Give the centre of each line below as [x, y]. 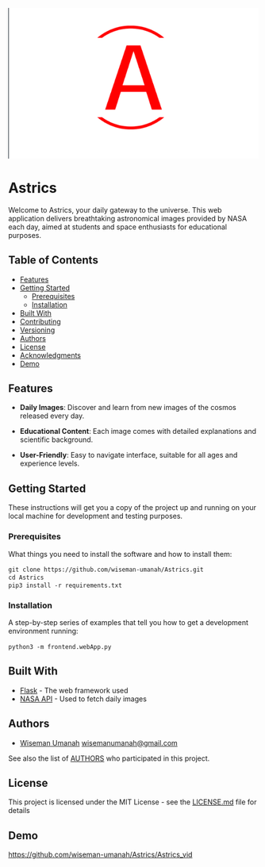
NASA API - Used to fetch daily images [83, 699]
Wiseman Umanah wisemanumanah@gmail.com [99, 742]
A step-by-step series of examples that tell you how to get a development [128, 622]
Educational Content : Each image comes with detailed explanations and [138, 432]
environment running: [43, 631]
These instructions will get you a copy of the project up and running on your [132, 508]
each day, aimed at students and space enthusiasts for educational [118, 227]
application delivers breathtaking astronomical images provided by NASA [128, 218]
